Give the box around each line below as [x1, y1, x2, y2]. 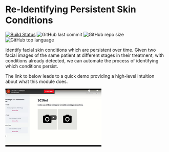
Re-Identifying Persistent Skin [5, 4, 137, 15]
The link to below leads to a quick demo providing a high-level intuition [5, 73, 155, 79]
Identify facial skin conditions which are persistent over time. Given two [5, 47, 156, 53]
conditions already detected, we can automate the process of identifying [5, 57, 159, 63]
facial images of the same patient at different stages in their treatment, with [5, 52, 164, 58]
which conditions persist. [5, 63, 58, 69]
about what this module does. [5, 78, 68, 84]
